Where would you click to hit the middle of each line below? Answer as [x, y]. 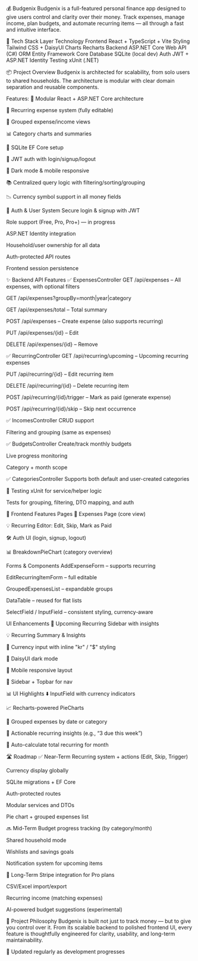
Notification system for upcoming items [54, 863]
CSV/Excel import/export [37, 886]
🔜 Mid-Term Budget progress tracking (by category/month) [79, 828]
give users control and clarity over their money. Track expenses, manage [95, 17]
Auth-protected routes [34, 793]
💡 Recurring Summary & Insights [46, 635]
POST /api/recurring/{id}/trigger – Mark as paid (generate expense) [89, 397]
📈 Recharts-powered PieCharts [45, 708]
